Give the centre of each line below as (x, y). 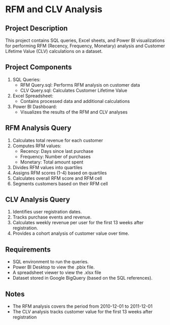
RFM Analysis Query (38, 128)
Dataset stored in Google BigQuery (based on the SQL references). (82, 278)
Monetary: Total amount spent (52, 162)
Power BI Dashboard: (35, 106)
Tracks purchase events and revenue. (52, 217)
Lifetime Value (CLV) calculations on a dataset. (54, 51)
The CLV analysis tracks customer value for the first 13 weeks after (83, 312)
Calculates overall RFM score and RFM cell (57, 178)
